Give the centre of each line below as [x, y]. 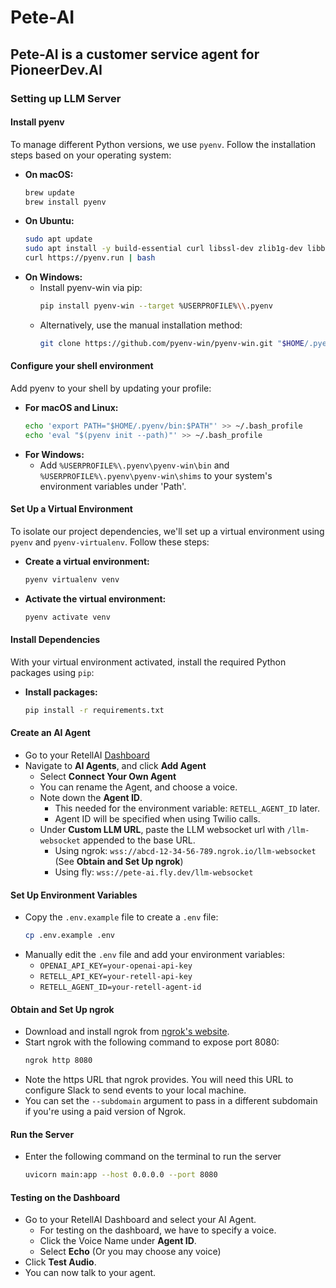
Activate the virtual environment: [95, 598]
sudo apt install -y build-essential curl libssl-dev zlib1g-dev [163, 249]
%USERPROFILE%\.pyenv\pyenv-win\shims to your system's [156, 475]
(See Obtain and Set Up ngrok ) [119, 862]
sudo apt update [58, 239]
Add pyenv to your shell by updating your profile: [111, 388]
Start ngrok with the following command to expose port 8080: [152, 1042]
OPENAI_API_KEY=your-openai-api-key [116, 966]
